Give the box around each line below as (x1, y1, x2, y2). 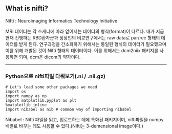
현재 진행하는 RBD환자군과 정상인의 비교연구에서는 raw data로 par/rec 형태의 (5, 34, 160, 40)
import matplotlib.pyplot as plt (5, 98, 77, 103)
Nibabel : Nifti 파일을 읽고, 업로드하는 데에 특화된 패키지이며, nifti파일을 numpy (5, 117, 164, 123)
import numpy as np (5, 94, 47, 99)
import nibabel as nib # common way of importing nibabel (5, 107, 132, 112)
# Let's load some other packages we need (5, 84, 97, 90)
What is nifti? (5, 4, 49, 13)
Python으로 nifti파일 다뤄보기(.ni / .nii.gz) (5, 73, 106, 80)
